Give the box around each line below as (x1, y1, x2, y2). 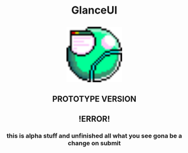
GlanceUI (71, 4, 117, 17)
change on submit (68, 139, 121, 147)
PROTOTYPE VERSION (52, 94, 137, 104)
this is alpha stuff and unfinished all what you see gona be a (6, 131, 183, 139)
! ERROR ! (78, 113, 110, 124)
